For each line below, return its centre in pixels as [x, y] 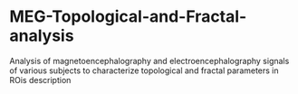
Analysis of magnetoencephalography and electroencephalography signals [149, 61]
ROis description [40, 80]
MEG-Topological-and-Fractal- [128, 17]
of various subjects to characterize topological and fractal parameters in [144, 70]
